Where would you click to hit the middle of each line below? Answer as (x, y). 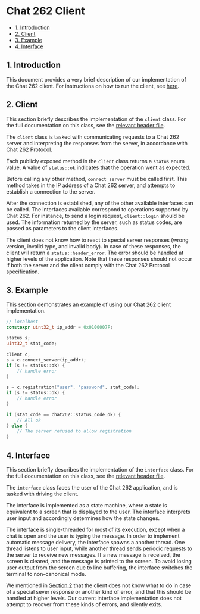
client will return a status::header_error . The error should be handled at (95, 253)
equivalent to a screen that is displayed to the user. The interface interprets (98, 512)
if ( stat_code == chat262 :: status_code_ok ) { (63, 414)
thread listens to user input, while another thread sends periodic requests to (99, 548)
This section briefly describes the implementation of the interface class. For (100, 469)
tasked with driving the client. (42, 494)
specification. (23, 272)
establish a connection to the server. (51, 191)
